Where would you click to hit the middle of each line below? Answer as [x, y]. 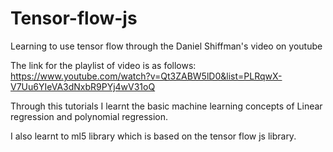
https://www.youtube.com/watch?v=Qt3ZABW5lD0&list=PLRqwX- [146, 76]
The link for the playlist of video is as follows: [103, 65]
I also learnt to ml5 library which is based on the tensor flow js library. [153, 136]
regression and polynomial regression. [89, 116]
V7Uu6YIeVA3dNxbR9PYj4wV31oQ [83, 86]
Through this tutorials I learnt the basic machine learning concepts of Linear [166, 106]
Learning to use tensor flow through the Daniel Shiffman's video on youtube [166, 46]
